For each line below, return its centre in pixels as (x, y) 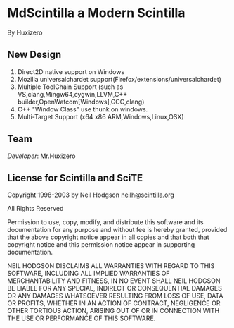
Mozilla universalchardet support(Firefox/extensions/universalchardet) (119, 79)
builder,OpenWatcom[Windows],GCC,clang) (81, 102)
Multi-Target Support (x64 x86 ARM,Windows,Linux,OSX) (100, 116)
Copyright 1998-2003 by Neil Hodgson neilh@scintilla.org (91, 195)
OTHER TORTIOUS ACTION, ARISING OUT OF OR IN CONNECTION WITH (113, 311)
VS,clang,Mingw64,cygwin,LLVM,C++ (72, 94)
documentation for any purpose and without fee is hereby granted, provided (117, 230)
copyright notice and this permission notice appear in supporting (101, 245)
